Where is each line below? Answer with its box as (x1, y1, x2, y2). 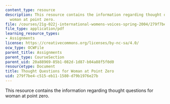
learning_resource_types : (5, 31, 60, 36)
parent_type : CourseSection (5, 54, 65, 60)
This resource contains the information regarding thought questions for (5, 87, 153, 93)
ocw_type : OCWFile (5, 45, 44, 50)
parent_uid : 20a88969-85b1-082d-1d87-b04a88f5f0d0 (5, 59, 114, 64)
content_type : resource (5, 7, 56, 13)
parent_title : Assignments (5, 50, 62, 55)
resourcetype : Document (5, 64, 56, 69)
